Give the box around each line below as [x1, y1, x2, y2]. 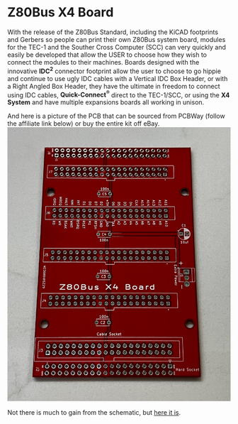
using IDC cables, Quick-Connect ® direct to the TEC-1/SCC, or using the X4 [7, 89, 230, 99]
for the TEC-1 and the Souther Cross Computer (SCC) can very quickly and [7, 43, 227, 51]
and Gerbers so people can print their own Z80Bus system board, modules [7, 35, 226, 43]
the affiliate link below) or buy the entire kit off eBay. [7, 119, 160, 128]
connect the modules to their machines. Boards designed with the [7, 58, 200, 66]
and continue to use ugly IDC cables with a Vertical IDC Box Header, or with [7, 74, 228, 82]
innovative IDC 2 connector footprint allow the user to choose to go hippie [7, 65, 222, 75]
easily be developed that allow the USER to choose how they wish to [7, 50, 208, 59]
